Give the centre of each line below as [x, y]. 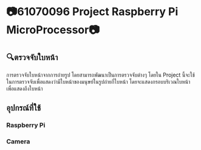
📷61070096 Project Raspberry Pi [92, 12]
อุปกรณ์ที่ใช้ [24, 108]
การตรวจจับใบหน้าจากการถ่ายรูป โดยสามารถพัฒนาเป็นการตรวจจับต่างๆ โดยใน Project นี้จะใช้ [101, 75]
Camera [18, 141]
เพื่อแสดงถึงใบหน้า [25, 88]
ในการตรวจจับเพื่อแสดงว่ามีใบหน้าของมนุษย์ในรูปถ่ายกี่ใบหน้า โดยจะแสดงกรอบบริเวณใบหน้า [98, 82]
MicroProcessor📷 [53, 30]
